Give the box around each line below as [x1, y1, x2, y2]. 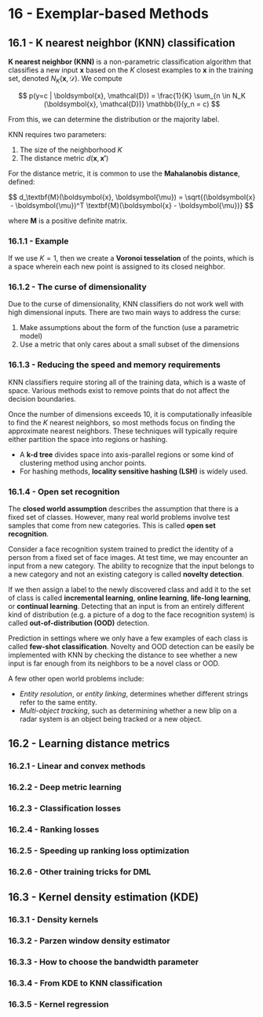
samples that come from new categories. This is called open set [8, 521, 216, 530]
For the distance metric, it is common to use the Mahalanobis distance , [8, 169, 241, 178]
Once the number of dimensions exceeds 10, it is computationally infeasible [8, 409, 253, 418]
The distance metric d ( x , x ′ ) [19, 153, 109, 162]
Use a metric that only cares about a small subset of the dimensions [19, 340, 239, 349]
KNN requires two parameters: [8, 129, 108, 139]
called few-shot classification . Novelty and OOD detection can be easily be [8, 641, 255, 651]
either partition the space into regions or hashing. [8, 434, 168, 444]
